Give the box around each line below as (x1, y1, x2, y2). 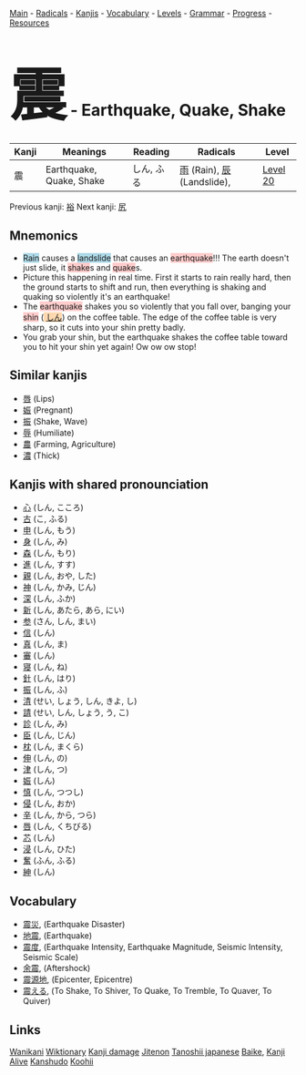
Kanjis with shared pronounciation (9, 476, 209, 492)
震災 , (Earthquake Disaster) (22, 919, 126, 930)
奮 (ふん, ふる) (22, 855, 76, 866)
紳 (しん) (22, 866, 56, 877)
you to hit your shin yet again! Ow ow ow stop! (22, 341, 197, 352)
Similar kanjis (9, 368, 88, 384)
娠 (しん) (22, 775, 56, 786)
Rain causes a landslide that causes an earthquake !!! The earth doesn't (22, 252, 290, 263)
